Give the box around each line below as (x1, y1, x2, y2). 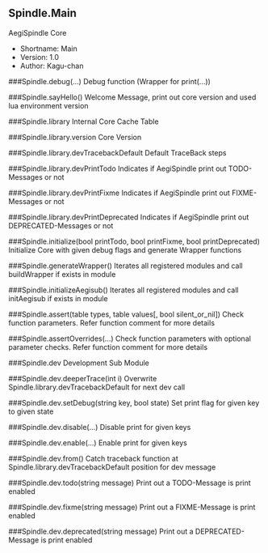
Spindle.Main (8, 6, 77, 20)
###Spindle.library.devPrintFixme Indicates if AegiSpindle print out (8, 188, 230, 198)
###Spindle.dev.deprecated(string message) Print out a (8, 526, 194, 536)
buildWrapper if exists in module (8, 269, 116, 279)
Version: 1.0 (19, 52, 59, 62)
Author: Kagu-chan (19, 61, 84, 70)
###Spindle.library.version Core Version (8, 132, 142, 142)
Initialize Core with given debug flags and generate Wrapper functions (8, 245, 242, 254)
